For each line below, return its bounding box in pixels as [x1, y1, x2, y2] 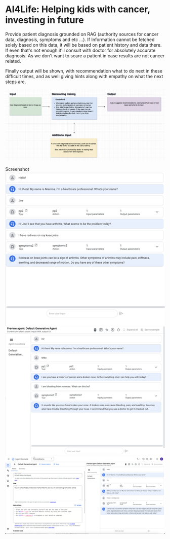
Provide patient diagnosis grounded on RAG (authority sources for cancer [5, 31, 159, 37]
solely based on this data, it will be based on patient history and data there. [5, 42, 162, 48]
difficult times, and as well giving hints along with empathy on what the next [5, 73, 163, 79]
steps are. [5, 79, 26, 85]
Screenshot [5, 166, 29, 172]
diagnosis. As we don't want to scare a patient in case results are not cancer [5, 52, 165, 59]
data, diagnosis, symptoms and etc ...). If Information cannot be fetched [5, 37, 155, 43]
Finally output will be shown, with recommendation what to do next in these [5, 67, 163, 74]
